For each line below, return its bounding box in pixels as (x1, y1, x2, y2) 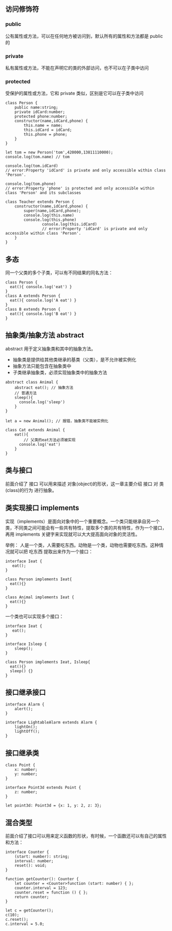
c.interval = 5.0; (5, 921, 45, 926)
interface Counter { (5, 849, 50, 854)
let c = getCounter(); (5, 908, 54, 913)
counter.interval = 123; (14, 885, 68, 890)
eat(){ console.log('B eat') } (10, 311, 77, 317)
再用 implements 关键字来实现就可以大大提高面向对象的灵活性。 (5, 531, 140, 537)
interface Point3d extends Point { (5, 785, 81, 790)
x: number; (14, 767, 38, 772)
